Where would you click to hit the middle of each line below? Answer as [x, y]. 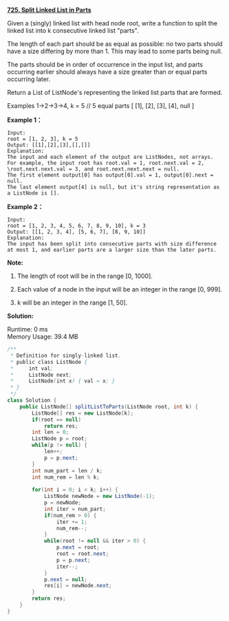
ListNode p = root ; [60, 439]
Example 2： [25, 207]
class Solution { [32, 400]
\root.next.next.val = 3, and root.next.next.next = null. [94, 169]
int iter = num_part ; [75, 509]
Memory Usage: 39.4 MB [43, 337]
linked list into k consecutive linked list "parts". [73, 31]
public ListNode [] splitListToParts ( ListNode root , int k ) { [109, 406]
